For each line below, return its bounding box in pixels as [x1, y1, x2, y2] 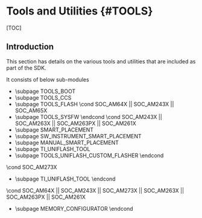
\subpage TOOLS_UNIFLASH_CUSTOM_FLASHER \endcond [14, 152, 164, 159]
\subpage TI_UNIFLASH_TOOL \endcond [14, 175, 116, 182]
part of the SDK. [6, 64, 46, 71]
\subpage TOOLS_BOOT [14, 88, 76, 95]
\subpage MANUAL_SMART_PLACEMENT [14, 139, 119, 146]
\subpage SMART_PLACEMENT [14, 126, 94, 133]
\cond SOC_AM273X [6, 163, 57, 170]
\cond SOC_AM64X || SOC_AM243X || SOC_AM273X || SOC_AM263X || [6, 187, 185, 194]
